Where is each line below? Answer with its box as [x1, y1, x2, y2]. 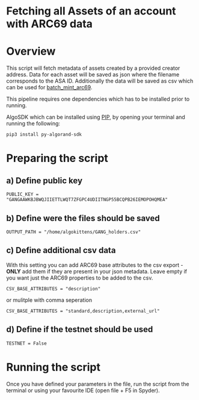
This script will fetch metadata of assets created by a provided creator [6, 64, 180, 72]
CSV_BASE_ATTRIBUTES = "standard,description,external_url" [6, 308, 161, 314]
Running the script [6, 360, 101, 374]
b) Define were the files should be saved [6, 213, 161, 223]
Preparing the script [6, 152, 108, 165]
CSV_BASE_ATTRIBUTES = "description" [6, 286, 101, 292]
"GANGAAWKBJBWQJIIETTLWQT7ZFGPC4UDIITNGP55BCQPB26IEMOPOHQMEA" [6, 197, 168, 203]
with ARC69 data [6, 17, 93, 31]
